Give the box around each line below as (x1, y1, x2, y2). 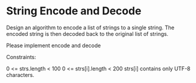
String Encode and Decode (6, 4, 142, 18)
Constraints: (6, 53, 36, 60)
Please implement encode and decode (6, 42, 101, 49)
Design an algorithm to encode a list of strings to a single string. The (6, 24, 175, 31)
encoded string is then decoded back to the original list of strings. (6, 30, 169, 37)
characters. (6, 71, 35, 78)
